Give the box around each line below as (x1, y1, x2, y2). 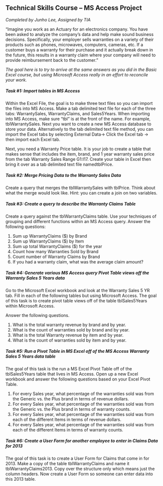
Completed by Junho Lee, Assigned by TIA (5, 17, 91, 22)
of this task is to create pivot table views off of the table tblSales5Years (5, 297, 147, 303)
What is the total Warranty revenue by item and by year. (12, 332, 124, 338)
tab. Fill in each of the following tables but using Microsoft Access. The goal (5, 293, 157, 298)
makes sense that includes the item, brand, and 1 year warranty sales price (5, 151, 155, 157)
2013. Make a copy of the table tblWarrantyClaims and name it (5, 460, 130, 466)
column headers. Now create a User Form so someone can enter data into (5, 471, 153, 477)
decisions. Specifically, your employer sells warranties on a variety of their (5, 36, 154, 42)
